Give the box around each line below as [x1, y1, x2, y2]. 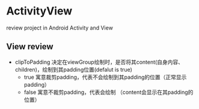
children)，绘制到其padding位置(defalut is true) [14, 66, 132, 73]
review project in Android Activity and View [6, 24, 113, 31]
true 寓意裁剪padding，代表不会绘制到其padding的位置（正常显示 [23, 73, 187, 81]
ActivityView [6, 4, 73, 18]
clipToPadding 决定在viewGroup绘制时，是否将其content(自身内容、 [14, 58, 184, 66]
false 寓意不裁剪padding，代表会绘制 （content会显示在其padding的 [23, 89, 194, 96]
